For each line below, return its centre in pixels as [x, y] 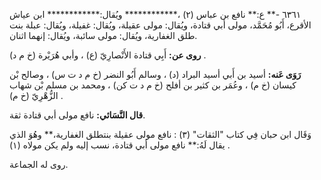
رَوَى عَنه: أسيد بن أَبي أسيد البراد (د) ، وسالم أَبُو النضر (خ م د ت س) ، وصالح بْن [155, 74]
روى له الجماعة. [39, 164]
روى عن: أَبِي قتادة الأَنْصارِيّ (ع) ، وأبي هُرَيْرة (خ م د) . [108, 55]
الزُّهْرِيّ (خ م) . [36, 95]
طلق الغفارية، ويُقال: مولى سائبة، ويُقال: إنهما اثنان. [103, 35]
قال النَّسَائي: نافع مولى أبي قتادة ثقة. [77, 115]
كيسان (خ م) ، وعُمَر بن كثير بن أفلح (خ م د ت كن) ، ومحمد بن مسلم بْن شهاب [153, 85]
